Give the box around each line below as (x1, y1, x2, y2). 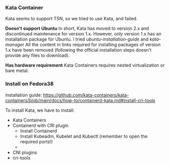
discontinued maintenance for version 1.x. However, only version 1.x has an (5, 31, 162, 37)
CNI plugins (12, 149, 37, 155)
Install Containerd (20, 127, 57, 134)
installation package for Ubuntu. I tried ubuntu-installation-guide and (5, 36, 149, 42)
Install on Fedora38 (5, 80, 54, 87)
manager (5, 42, 24, 48)
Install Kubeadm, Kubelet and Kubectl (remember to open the (20, 133, 148, 139)
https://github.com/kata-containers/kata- (42, 92, 129, 98)
